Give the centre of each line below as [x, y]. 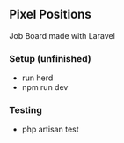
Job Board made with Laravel [62, 35]
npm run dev [45, 87]
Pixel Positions [51, 15]
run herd [37, 78]
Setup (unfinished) [50, 58]
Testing [26, 110]
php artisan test [50, 129]
